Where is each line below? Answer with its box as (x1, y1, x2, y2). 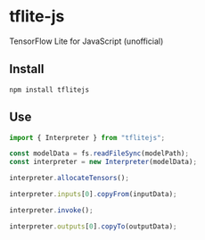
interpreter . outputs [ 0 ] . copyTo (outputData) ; (9, 221, 177, 231)
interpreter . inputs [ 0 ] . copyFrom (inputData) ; (9, 190, 177, 199)
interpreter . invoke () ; (9, 205, 94, 215)
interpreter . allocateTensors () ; (9, 174, 129, 183)
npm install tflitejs (9, 85, 90, 95)
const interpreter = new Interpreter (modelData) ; (9, 158, 198, 167)
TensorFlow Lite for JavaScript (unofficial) (9, 36, 164, 46)
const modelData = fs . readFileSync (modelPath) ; (9, 149, 190, 158)
